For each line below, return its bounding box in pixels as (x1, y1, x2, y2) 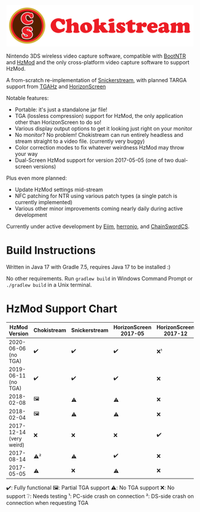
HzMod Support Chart (6, 302, 118, 316)
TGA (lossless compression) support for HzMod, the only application (14, 113, 183, 120)
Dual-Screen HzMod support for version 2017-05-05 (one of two (14, 157, 174, 164)
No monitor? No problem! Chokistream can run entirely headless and (14, 132, 183, 139)
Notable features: (6, 95, 49, 102)
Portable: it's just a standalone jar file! (14, 106, 108, 113)
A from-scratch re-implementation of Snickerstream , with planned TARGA (6, 77, 187, 84)
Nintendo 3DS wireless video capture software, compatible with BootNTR (6, 52, 186, 60)
